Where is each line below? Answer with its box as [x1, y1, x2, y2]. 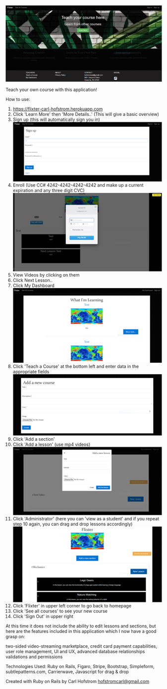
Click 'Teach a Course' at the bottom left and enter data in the [12, 363, 139, 369]
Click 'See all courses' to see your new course [12, 608, 108, 614]
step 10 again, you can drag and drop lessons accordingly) [12, 521, 133, 527]
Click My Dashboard [12, 282, 55, 289]
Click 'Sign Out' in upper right [12, 613, 74, 619]
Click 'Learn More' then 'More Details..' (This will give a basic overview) [12, 111, 159, 117]
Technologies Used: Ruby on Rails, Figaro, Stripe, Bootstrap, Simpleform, [5, 663, 155, 669]
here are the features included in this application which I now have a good [5, 628, 157, 634]
